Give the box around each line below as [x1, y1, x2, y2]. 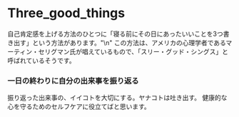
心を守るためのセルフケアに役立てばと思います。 [7, 102, 151, 111]
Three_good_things [7, 5, 126, 21]
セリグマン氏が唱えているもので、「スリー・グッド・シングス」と [38, 47, 228, 56]
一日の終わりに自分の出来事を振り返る [7, 76, 139, 86]
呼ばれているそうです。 [7, 56, 76, 65]
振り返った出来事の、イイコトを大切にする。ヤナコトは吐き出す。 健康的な [7, 93, 228, 102]
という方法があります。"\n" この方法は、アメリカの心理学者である [31, 38, 226, 47]
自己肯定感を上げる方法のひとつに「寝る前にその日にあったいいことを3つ [7, 29, 223, 38]
